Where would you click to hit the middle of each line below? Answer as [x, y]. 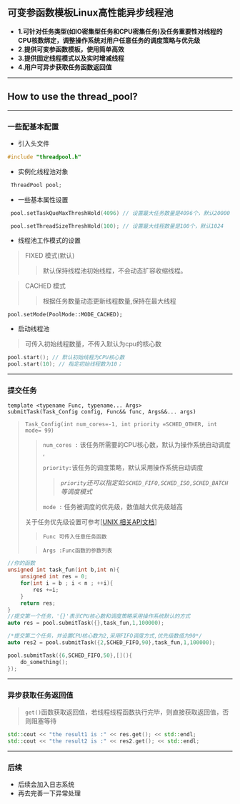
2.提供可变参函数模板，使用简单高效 [71, 49]
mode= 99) [40, 431]
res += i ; [46, 590]
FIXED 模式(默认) [50, 256]
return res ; [38, 603]
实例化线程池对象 [43, 171]
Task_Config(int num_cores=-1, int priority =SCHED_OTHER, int [121, 424]
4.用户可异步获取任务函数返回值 [65, 67]
